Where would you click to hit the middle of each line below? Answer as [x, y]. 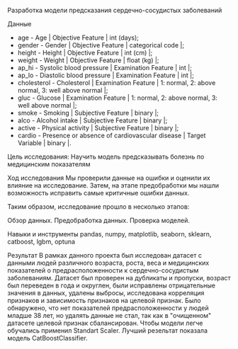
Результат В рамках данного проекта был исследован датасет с [104, 255]
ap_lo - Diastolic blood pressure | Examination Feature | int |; [106, 75]
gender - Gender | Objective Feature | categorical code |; [101, 45]
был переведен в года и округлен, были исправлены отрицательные [112, 285]
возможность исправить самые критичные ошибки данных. [98, 193]
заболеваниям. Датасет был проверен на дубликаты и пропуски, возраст [119, 278]
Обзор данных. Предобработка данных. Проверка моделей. [98, 220]
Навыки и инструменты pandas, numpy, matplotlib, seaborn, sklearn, [109, 234]
